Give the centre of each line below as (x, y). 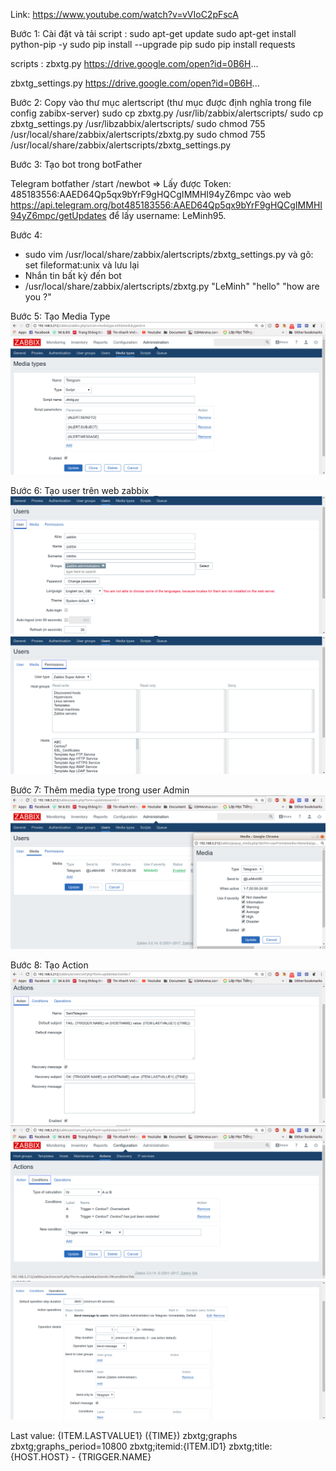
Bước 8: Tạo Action (49, 965)
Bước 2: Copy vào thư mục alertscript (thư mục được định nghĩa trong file (161, 102)
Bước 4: (26, 235)
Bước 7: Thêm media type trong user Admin (100, 790)
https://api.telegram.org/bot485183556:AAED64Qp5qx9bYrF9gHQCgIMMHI (166, 205)
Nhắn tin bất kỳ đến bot (73, 275)
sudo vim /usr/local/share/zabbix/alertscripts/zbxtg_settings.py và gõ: (169, 254)
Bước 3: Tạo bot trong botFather (76, 164)
